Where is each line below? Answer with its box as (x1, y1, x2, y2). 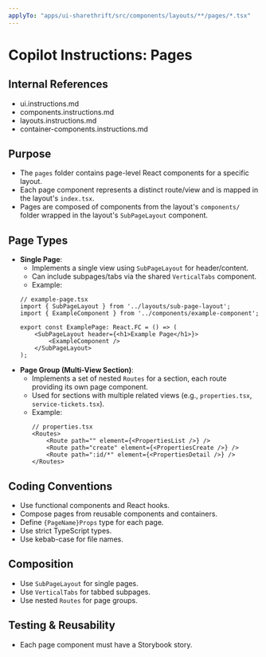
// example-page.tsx (19, 295, 88, 303)
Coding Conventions (8, 479, 113, 493)
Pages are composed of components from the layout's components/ (19, 202, 241, 212)
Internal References (8, 77, 109, 92)
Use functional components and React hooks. (19, 501, 170, 510)
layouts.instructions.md (19, 115, 97, 125)
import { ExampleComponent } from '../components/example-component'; (19, 310, 260, 318)
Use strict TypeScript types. (19, 526, 112, 536)
